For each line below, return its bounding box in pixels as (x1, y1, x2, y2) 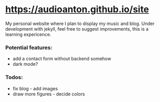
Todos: (5, 74, 23, 81)
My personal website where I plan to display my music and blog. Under (5, 20, 155, 27)
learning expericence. (5, 31, 52, 37)
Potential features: (5, 44, 53, 51)
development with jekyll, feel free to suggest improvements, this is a (5, 25, 149, 32)
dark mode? (12, 61, 38, 67)
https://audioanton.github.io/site (5, 4, 149, 15)
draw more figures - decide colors (12, 91, 85, 97)
